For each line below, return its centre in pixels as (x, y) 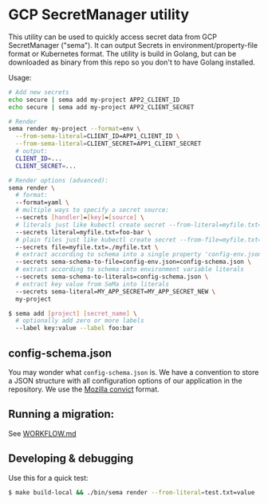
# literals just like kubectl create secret (91, 225)
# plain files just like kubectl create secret (96, 240)
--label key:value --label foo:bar (75, 329)
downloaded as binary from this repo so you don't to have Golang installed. (132, 62)
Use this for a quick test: (49, 478)
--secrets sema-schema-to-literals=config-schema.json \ (112, 277)
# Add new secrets (39, 92)
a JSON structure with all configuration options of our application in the (125, 381)
